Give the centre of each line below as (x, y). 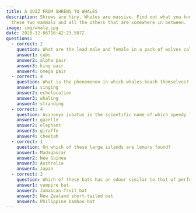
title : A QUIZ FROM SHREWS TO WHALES (52, 11)
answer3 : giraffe (38, 131)
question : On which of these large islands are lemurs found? (94, 147)
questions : (19, 39)
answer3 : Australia (40, 163)
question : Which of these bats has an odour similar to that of (96, 180)
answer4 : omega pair (41, 71)
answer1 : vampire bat (43, 185)
